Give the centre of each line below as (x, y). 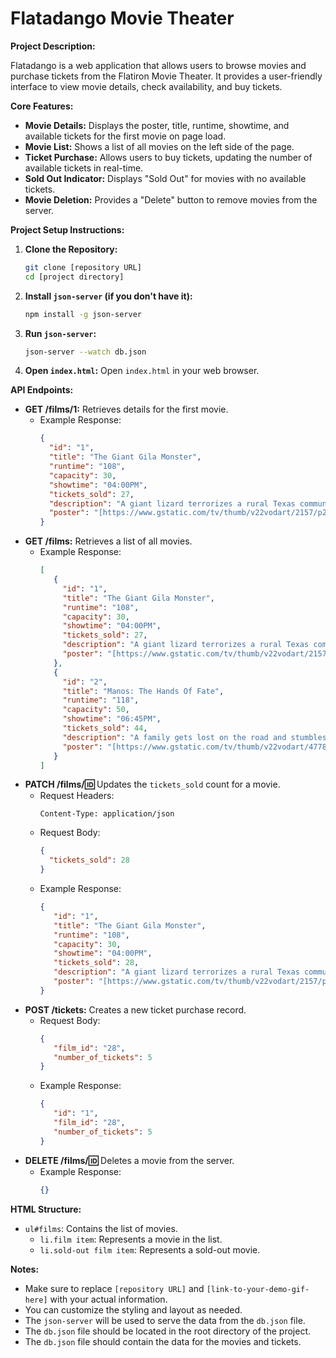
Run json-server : (60, 333)
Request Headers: (77, 796)
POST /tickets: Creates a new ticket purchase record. (135, 1009)
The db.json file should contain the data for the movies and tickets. (163, 1341)
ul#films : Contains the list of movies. (101, 1228)
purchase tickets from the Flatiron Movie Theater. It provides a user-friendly (166, 76)
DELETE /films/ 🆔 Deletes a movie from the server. (129, 1160)
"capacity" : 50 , (96, 710)
